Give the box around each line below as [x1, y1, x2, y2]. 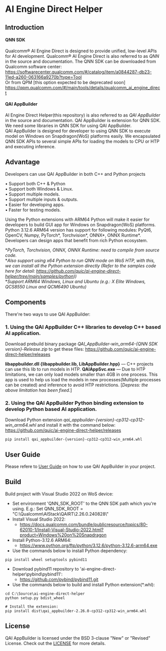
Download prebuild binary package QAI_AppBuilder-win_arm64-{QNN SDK [5, 341, 158, 347]
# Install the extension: [5, 604, 58, 609]
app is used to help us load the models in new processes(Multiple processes [5, 376, 161, 382]
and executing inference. [5, 143, 56, 149]
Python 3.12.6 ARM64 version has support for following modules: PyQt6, [5, 227, 152, 233]
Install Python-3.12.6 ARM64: [12, 537, 72, 543]
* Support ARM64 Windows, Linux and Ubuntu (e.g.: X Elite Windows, [5, 278, 146, 285]
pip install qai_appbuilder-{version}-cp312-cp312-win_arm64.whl [5, 437, 142, 442]
